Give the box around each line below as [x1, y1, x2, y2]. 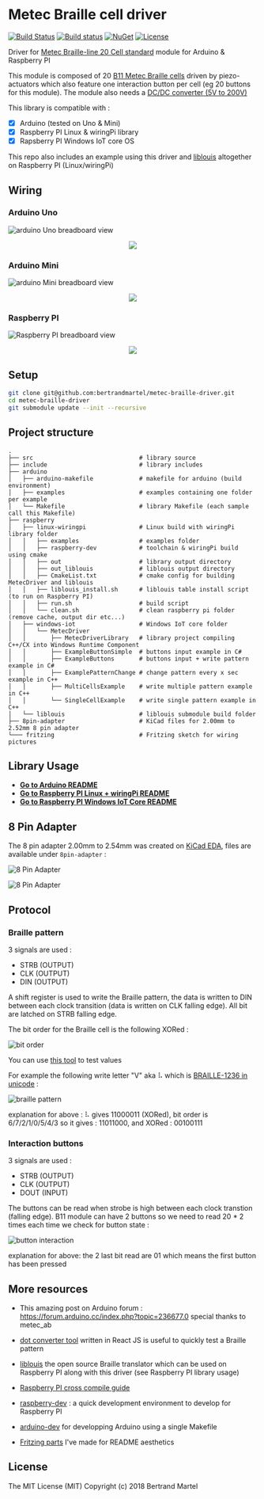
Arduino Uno [8, 207, 58, 219]
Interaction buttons [8, 1138, 84, 1149]
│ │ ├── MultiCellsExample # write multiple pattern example [8, 683, 253, 691]
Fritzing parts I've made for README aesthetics [19, 1437, 175, 1447]
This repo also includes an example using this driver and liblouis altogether [8, 152, 252, 162]
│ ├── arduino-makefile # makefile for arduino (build [8, 474, 243, 482]
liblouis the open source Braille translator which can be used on [19, 1360, 227, 1369]
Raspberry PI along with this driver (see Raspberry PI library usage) [19, 1368, 239, 1377]
